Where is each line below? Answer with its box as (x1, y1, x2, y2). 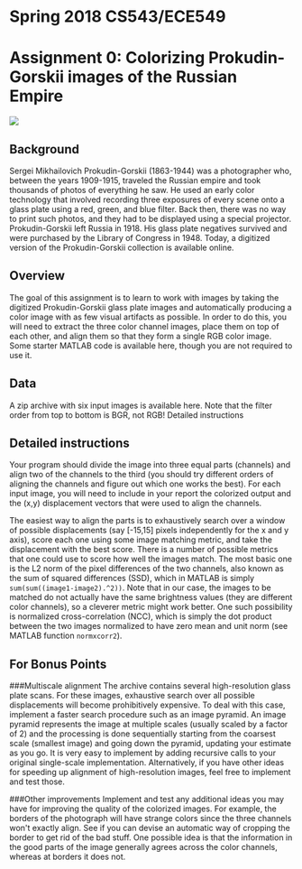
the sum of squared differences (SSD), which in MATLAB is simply (9, 573, 255, 584)
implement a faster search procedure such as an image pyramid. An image (9, 709, 287, 720)
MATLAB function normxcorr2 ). (9, 630, 123, 642)
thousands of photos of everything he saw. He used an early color (9, 184, 255, 195)
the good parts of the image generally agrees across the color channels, (9, 842, 278, 853)
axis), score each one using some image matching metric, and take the (9, 534, 273, 545)
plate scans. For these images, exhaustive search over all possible (9, 690, 255, 701)
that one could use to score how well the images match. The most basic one (9, 553, 293, 565)
